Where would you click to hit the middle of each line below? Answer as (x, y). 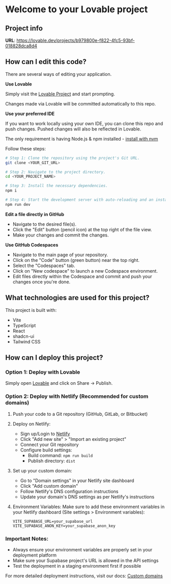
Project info (24, 28)
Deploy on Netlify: (32, 423)
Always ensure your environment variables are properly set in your (82, 549)
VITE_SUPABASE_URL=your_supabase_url (53, 521)
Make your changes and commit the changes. (61, 235)
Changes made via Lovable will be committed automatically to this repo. (81, 103)
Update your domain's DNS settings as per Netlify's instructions (87, 497)
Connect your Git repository (49, 444)
